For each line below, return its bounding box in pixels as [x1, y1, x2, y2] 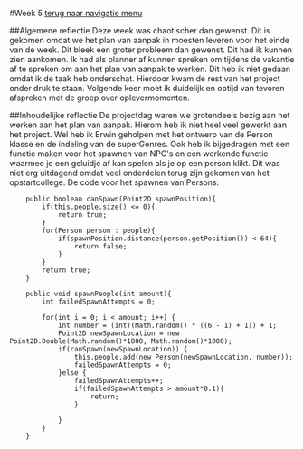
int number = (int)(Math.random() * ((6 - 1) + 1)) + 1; [57, 321, 278, 330]
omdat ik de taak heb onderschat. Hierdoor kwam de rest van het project [9, 73, 280, 84]
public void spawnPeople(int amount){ [25, 289, 172, 298]
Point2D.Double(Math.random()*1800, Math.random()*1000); [9, 337, 232, 346]
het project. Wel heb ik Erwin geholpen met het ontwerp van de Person [9, 129, 273, 139]
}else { [57, 369, 88, 378]
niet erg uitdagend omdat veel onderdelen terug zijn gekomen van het [9, 167, 270, 178]
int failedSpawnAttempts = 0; [42, 297, 156, 306]
